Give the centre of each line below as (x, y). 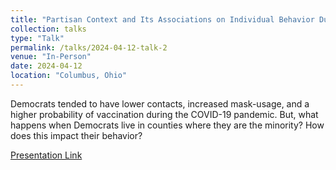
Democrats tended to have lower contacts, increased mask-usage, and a (160, 103)
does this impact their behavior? (76, 135)
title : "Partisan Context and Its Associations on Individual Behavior (162, 19)
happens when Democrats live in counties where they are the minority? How (167, 125)
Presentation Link (46, 155)
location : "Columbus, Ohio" (69, 76)
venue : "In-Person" (51, 57)
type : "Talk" (37, 38)
